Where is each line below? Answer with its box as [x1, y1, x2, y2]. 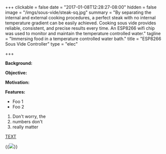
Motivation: [5, 79, 30, 85]
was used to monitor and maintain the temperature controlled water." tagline [5, 31, 161, 36]
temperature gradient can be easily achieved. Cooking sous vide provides [5, 20, 157, 26]
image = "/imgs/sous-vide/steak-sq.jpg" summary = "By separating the [5, 9, 152, 15]
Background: [5, 60, 33, 66]
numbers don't [12, 119, 43, 124]
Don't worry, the [12, 113, 46, 119]
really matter [12, 124, 39, 130]
